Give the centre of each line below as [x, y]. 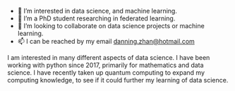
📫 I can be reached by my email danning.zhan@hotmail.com [106, 41]
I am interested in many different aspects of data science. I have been [109, 57]
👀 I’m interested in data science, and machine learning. [97, 11]
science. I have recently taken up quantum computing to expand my [106, 73]
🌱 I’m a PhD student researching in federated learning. [96, 18]
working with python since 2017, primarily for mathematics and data [106, 65]
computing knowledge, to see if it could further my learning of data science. [118, 80]
